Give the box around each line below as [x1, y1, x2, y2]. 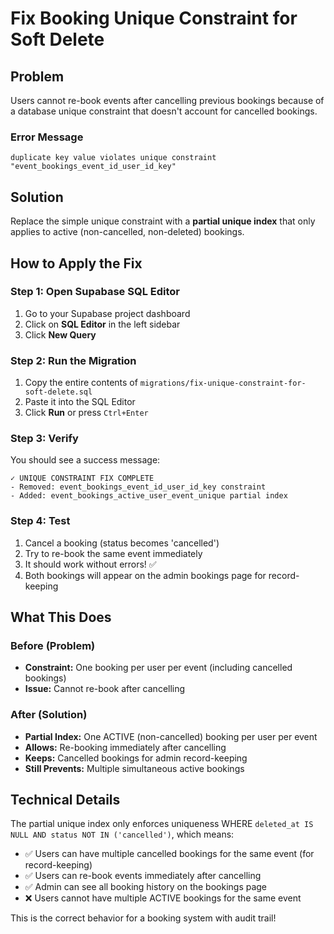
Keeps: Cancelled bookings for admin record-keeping [24, 752, 248, 764]
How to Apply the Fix [10, 255, 143, 272]
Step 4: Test [10, 514, 71, 528]
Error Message [10, 130, 84, 144]
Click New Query [24, 328, 97, 341]
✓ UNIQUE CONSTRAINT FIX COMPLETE [10, 473, 155, 484]
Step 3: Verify [10, 432, 79, 446]
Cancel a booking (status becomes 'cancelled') [24, 537, 220, 549]
